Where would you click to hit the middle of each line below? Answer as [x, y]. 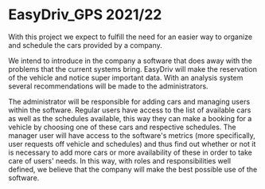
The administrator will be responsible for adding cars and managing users [129, 101]
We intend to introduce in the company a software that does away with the [130, 61]
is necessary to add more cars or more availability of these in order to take [130, 152]
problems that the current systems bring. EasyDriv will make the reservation [132, 69]
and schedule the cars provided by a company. [86, 45]
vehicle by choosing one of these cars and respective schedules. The [122, 127]
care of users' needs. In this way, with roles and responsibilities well [120, 160]
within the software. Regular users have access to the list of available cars [130, 110]
